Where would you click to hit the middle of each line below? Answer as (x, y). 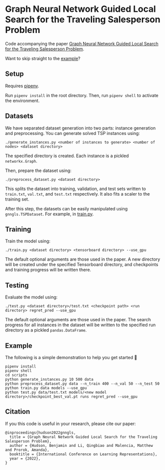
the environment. (22, 101)
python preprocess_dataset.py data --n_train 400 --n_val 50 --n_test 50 (82, 384)
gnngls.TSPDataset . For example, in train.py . (49, 214)
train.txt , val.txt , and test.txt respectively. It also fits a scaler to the (78, 194)
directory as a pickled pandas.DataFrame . (46, 330)
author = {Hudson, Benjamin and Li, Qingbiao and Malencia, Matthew (81, 445)
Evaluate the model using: (31, 297)
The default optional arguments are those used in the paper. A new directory (83, 259)
